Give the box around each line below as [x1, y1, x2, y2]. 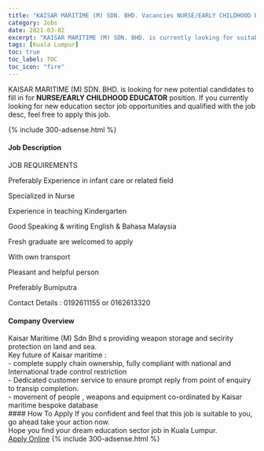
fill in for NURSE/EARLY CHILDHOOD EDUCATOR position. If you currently [8, 92, 249, 102]
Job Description [8, 143, 62, 152]
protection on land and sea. [8, 342, 97, 352]
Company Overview [8, 316, 75, 326]
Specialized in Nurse [8, 191, 75, 200]
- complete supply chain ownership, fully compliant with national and [8, 359, 232, 368]
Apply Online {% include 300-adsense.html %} [8, 434, 160, 444]
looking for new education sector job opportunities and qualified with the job [8, 101, 256, 110]
